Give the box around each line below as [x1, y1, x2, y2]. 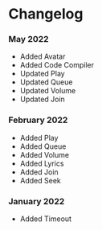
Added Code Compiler [19, 60, 95, 70]
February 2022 [8, 114, 68, 125]
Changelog [8, 5, 84, 23]
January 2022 [8, 195, 65, 207]
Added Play [19, 133, 59, 142]
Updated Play [19, 69, 66, 79]
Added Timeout [19, 214, 72, 224]
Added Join [19, 166, 59, 177]
